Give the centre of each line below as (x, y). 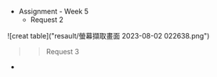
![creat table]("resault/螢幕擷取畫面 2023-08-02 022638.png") (108, 36)
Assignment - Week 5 (54, 11)
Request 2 (47, 20)
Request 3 (63, 51)
